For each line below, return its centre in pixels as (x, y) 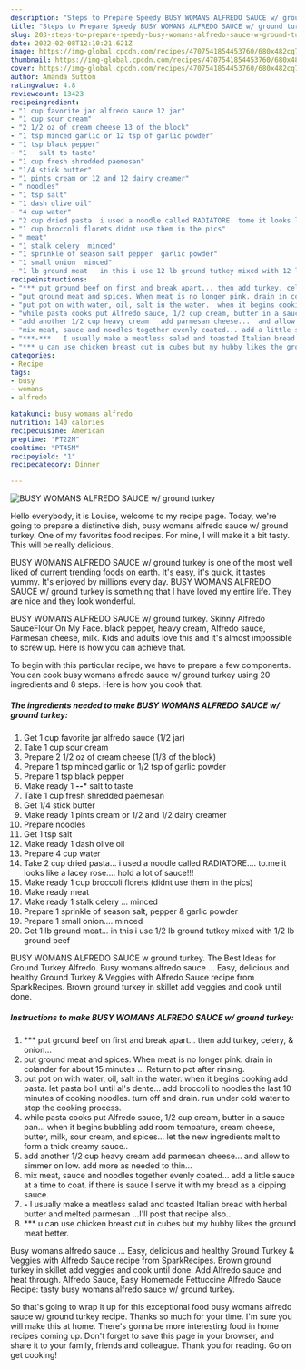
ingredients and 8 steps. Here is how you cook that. (107, 684)
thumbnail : (31, 60)
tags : (20, 372)
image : (23, 52)
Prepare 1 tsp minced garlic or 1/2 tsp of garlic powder (125, 767)
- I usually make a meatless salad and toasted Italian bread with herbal (155, 1205)
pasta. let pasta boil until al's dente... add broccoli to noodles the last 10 (157, 1088)
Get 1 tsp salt (48, 834)
